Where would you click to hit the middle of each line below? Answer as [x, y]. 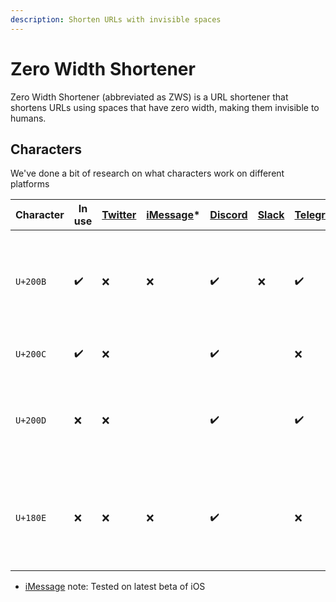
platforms [30, 184]
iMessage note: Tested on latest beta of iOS [115, 587]
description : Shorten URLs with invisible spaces [116, 19]
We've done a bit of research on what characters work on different [147, 173]
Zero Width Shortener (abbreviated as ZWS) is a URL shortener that [149, 97]
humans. [28, 118]
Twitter [119, 215]
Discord [228, 215]
